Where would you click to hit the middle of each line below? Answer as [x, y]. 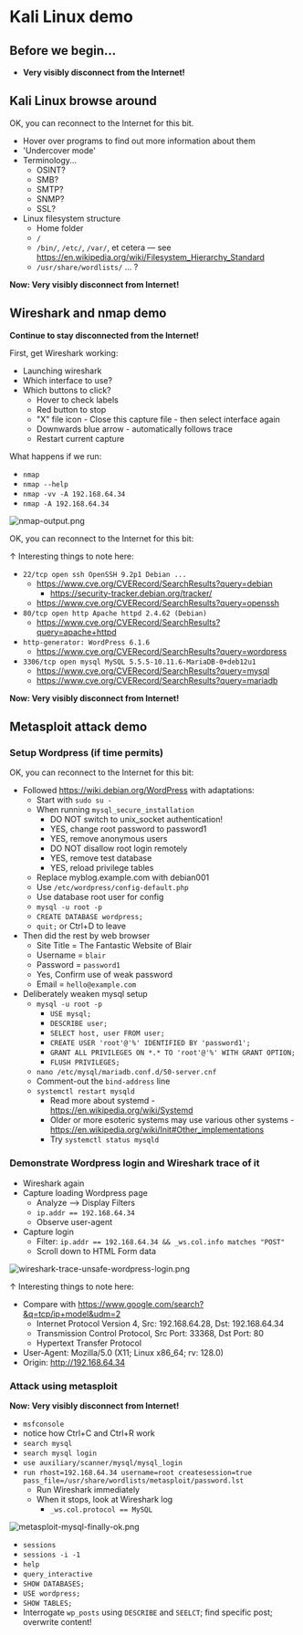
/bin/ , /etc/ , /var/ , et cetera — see [104, 247]
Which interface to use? [67, 380]
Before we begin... [63, 51]
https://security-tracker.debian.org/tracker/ [131, 593]
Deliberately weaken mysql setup [85, 994]
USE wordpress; [52, 1593]
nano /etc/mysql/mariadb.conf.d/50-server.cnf [126, 1073]
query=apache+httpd [76, 632]
